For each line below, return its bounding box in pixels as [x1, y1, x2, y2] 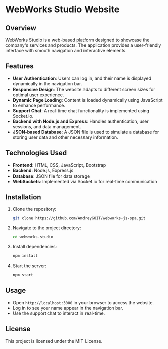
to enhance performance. [12, 102, 65, 108]
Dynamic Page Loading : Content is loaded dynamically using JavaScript [12, 97, 163, 103]
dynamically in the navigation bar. [12, 80, 82, 86]
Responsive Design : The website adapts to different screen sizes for [12, 86, 155, 92]
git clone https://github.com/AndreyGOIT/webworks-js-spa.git [12, 216, 146, 221]
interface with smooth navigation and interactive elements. [5, 48, 127, 53]
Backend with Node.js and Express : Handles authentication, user [12, 118, 149, 124]
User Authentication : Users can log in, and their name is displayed [12, 75, 152, 81]
